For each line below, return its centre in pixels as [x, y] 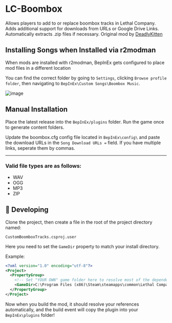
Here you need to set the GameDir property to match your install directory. [82, 246]
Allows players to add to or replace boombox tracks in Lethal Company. [81, 23]
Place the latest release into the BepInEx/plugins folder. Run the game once [85, 122]
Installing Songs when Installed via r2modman [81, 50]
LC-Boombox [34, 9]
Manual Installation [37, 109]
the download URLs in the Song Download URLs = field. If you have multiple [83, 143]
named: [13, 227]
